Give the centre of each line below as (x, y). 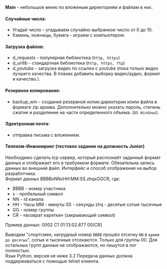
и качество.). (26, 79)
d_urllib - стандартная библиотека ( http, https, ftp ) (69, 63)
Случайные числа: (26, 19)
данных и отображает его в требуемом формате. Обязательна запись (80, 163)
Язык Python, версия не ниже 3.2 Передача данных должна (69, 256)
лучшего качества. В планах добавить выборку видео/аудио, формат (86, 74)
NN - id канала (28, 199)
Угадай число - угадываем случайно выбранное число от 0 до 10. (83, 30)
